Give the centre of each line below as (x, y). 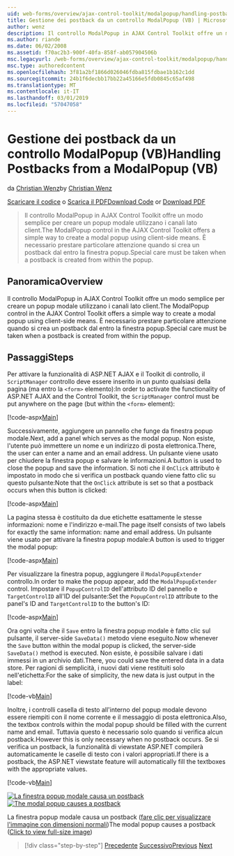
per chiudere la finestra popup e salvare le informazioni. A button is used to (115, 461)
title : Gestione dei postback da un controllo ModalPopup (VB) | (104, 20)
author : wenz (26, 27)
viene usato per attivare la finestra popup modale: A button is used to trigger (116, 540)
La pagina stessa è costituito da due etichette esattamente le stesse (104, 517)
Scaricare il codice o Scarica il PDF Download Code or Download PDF (106, 201)
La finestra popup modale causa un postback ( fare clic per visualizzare (109, 817)
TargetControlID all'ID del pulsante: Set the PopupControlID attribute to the (113, 596)
